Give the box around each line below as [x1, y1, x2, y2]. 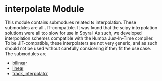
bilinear [12, 60, 28, 66]
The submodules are [5, 50, 47, 57]
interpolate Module [5, 3, 84, 15]
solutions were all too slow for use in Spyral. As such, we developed [5, 30, 142, 36]
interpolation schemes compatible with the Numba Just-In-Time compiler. [5, 35, 154, 41]
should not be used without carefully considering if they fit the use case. [5, 45, 151, 51]
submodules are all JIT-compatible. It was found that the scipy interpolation [5, 24, 158, 30]
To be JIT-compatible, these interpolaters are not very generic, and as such [5, 40, 158, 46]
